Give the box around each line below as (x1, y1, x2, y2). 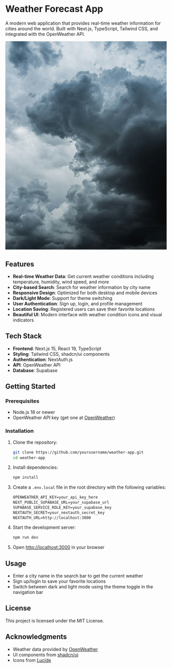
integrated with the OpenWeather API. (5, 31, 85, 37)
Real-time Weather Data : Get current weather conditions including (12, 273, 154, 279)
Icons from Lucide (12, 657, 51, 663)
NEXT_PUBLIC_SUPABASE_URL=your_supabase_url (12, 500, 110, 505)
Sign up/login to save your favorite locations (12, 578, 106, 584)
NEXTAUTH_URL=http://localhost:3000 (12, 516, 91, 521)
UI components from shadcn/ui (12, 652, 78, 658)
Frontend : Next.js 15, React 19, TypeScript (12, 345, 101, 352)
